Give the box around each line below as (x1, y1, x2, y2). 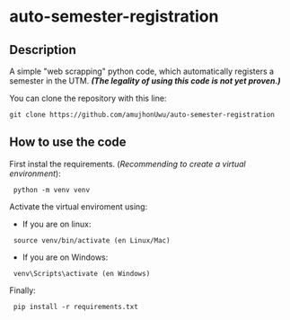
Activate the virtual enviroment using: (9, 200, 148, 212)
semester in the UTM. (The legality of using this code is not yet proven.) (9, 76, 281, 86)
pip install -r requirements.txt (13, 302, 139, 311)
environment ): (9, 168, 61, 179)
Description (9, 42, 76, 58)
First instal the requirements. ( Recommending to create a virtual (9, 158, 246, 169)
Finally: (9, 285, 36, 296)
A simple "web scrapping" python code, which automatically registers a (9, 66, 275, 76)
